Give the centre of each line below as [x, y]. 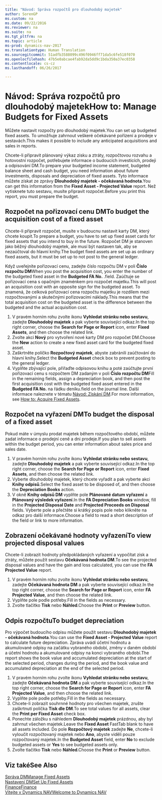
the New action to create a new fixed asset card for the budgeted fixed [83, 342]
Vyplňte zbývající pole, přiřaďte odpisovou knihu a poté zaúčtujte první [82, 368]
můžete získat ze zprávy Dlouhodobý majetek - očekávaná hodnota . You [78, 181]
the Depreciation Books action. [43, 489]
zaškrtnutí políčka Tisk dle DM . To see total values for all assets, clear [81, 709]
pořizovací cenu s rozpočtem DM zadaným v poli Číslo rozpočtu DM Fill [83, 373]
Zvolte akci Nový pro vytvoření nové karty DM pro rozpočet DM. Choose [84, 337]
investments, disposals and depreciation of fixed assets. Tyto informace [77, 176]
